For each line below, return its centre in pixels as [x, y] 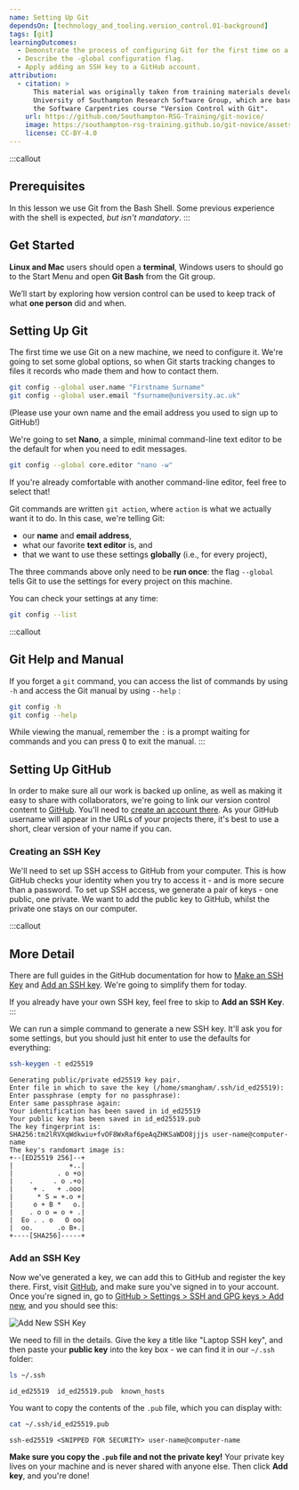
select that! [30, 491]
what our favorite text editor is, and [87, 544]
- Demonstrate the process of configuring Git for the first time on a [153, 51]
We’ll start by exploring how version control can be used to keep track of [142, 294]
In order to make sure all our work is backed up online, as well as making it [146, 791]
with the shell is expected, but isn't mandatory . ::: [100, 217]
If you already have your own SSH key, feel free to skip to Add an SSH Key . [147, 1003]
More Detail [42, 954]
